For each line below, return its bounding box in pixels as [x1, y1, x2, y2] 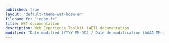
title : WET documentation [5, 21, 59, 26]
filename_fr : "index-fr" [5, 16, 57, 21]
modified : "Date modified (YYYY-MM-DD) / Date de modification [5, 30, 141, 35]
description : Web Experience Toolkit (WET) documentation [5, 26, 129, 31]
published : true [5, 7, 39, 12]
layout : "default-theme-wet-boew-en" [5, 12, 84, 17]
